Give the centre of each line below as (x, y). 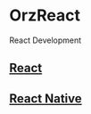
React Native (45, 98)
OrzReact (45, 16)
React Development (45, 40)
